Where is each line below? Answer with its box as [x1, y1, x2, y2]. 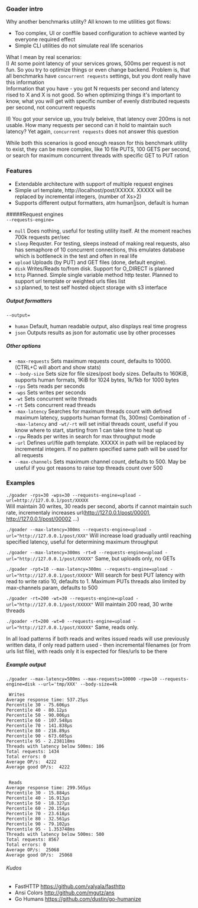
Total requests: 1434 [6, 748, 60, 754]
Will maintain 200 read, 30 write [95, 600, 173, 608]
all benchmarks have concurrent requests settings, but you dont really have [6, 73, 191, 80]
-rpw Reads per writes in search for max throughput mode [14, 432, 156, 440]
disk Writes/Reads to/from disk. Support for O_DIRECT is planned [14, 265, 174, 272]
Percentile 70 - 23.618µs [6, 810, 70, 816]
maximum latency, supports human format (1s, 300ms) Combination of [14, 413, 187, 421]
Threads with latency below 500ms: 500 [6, 831, 105, 837]
